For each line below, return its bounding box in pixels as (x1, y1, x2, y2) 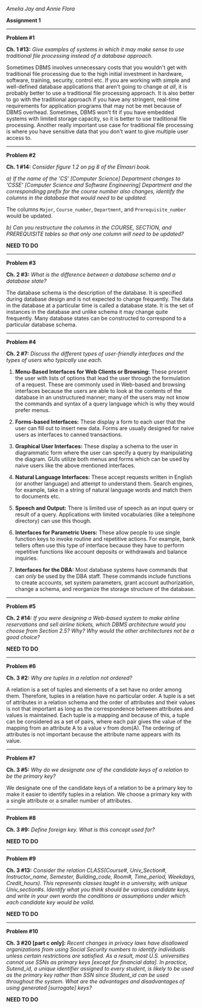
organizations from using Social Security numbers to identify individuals (6, 946, 185, 953)
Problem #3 (6, 259, 36, 266)
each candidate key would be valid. (6, 899, 95, 906)
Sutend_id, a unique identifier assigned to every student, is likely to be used (6, 965, 194, 972)
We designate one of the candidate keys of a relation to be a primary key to (6, 784, 193, 791)
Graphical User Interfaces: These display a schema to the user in (14, 443, 179, 449)
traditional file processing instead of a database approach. (6, 52, 153, 59)
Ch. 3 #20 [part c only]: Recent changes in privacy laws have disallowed (6, 939, 188, 947)
